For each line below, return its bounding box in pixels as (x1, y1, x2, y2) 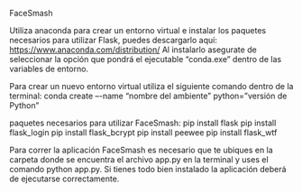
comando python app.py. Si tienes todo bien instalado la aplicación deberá (9, 164, 287, 174)
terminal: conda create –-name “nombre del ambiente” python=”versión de (9, 90, 288, 101)
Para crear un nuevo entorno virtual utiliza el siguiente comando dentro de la (9, 81, 294, 91)
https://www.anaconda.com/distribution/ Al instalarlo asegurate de (9, 44, 257, 55)
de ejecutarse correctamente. (9, 173, 120, 184)
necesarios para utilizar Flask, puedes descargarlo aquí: (9, 35, 218, 45)
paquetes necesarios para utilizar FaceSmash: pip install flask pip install (9, 117, 277, 128)
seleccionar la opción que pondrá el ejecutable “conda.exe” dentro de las (9, 54, 282, 64)
